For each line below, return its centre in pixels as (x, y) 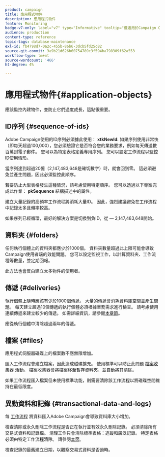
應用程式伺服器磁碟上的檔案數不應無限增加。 (50, 353)
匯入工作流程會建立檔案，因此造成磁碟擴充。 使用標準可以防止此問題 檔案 (79, 364)
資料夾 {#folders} (32, 235)
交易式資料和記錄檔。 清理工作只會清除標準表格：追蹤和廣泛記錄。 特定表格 (82, 433)
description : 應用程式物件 (30, 19)
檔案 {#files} (24, 340)
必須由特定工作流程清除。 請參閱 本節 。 (44, 439)
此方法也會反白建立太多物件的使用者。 (44, 271)
